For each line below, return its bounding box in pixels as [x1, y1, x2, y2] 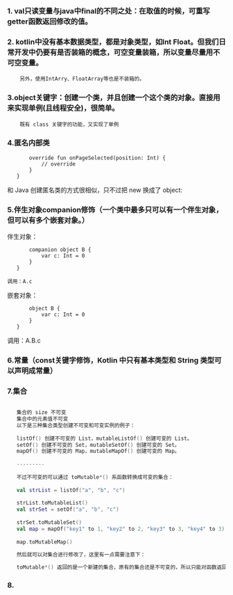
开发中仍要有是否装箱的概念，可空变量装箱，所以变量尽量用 [14, 47, 214, 57]
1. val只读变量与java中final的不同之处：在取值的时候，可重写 [7, 6, 210, 15]
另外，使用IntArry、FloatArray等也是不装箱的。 [19, 75, 145, 83]
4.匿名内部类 [7, 138, 50, 148]
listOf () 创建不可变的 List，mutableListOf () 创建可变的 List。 [16, 435, 193, 442]
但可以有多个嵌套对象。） [7, 215, 89, 225]
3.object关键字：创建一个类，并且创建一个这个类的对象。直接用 [7, 93, 221, 102]
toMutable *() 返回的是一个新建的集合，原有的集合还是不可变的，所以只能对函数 [16, 564, 217, 571]
